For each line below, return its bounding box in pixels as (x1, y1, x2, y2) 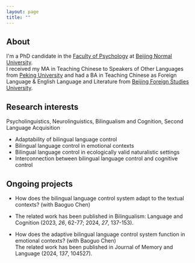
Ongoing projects (6, 178, 73, 189)
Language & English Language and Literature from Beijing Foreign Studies (6, 78, 190, 85)
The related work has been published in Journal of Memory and (14, 243, 173, 250)
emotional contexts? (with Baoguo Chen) (14, 237, 116, 244)
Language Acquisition (6, 124, 60, 131)
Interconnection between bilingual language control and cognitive (14, 155, 178, 162)
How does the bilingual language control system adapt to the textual (14, 195, 185, 202)
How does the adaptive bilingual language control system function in (14, 231, 185, 238)
